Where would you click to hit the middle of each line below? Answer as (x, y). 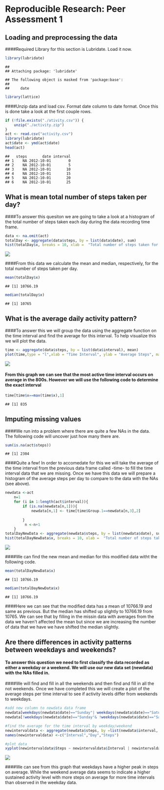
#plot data (16, 744)
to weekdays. (19, 699)
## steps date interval (38, 156)
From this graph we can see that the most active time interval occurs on (79, 374)
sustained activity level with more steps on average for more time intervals (80, 777)
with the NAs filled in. (27, 673)
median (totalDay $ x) (25, 295)
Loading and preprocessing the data (61, 37)
